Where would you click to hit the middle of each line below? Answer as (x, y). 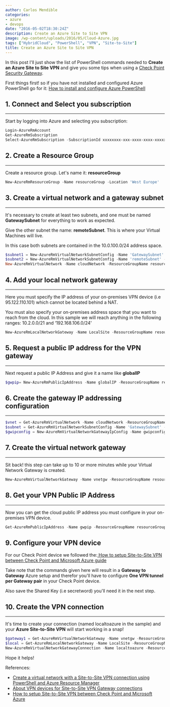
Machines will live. (25, 235)
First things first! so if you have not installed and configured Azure (74, 83)
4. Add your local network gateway (61, 280)
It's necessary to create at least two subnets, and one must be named (78, 215)
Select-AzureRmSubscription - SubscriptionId (53, 140)
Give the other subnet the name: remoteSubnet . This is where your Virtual (83, 230)
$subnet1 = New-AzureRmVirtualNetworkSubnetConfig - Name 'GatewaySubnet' (85, 254)
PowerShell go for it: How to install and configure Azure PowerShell (75, 88)
